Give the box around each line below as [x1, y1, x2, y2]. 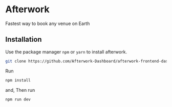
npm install [5, 77, 31, 83]
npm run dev [5, 97, 31, 102]
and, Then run [5, 87, 35, 93]
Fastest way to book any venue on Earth [5, 20, 90, 26]
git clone [5, 59, 27, 64]
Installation [5, 35, 42, 44]
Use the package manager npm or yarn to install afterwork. [5, 48, 127, 55]
